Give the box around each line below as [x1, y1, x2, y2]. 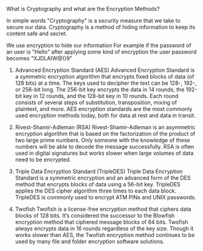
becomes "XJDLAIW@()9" [6, 55, 73, 62]
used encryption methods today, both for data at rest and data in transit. [15, 112, 196, 119]
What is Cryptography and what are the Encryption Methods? [6, 5, 160, 12]
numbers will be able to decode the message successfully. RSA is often [15, 143, 194, 150]
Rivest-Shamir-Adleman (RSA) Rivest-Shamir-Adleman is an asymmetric [15, 124, 196, 130]
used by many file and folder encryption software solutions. [15, 238, 165, 245]
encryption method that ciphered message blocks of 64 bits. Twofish [15, 219, 188, 225]
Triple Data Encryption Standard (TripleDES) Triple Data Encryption [15, 168, 183, 175]
